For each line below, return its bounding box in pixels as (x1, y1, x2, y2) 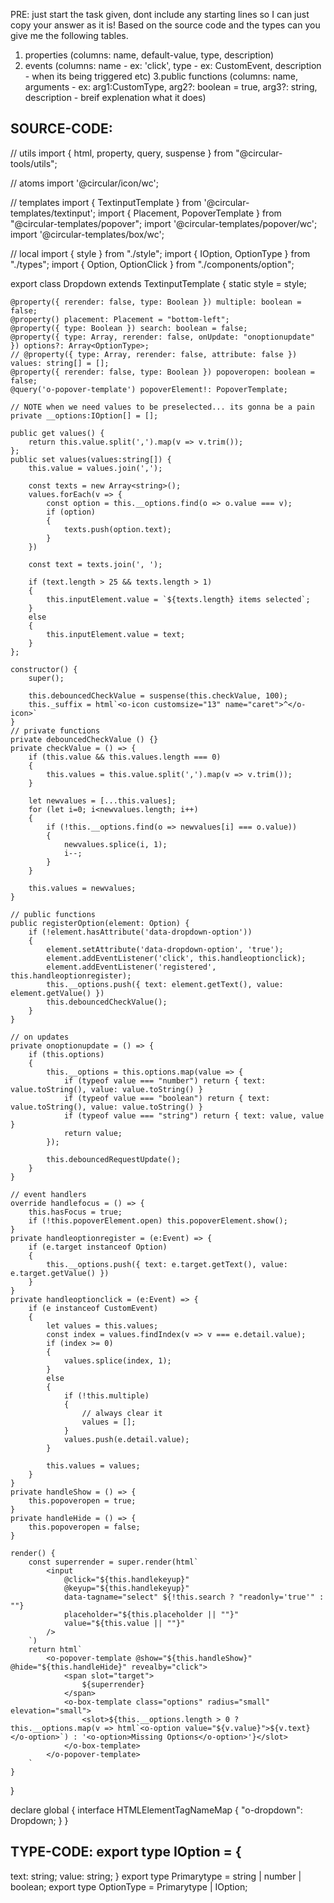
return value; (63, 1128, 123, 1138)
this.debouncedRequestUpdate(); (46, 1154, 182, 1164)
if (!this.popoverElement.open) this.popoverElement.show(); (28, 1215, 288, 1226)
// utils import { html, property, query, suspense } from (10, 147, 234, 159)
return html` (28, 1644, 83, 1654)
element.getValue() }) (10, 988, 105, 998)
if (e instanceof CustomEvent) (28, 1303, 159, 1313)
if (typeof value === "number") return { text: (63, 1075, 267, 1086)
